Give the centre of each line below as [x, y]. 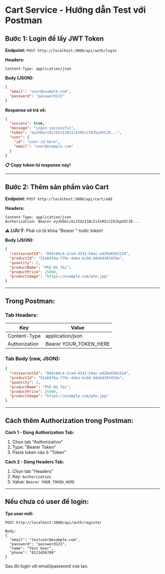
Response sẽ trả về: [26, 110]
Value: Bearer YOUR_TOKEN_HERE [43, 482]
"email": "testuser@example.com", [45, 540]
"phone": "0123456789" [33, 552]
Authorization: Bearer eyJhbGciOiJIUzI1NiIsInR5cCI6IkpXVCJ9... [72, 222]
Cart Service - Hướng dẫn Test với [75, 10]
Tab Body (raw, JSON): [33, 359]
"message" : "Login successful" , [43, 128]
